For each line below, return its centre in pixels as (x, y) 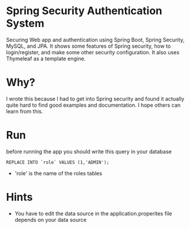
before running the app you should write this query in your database (89, 151)
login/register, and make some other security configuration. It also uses (93, 52)
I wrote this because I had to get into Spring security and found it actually (95, 99)
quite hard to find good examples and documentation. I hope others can (94, 105)
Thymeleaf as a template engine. (46, 58)
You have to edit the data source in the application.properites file (93, 213)
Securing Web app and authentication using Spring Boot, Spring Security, (95, 40)
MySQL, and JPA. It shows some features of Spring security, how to (89, 46)
